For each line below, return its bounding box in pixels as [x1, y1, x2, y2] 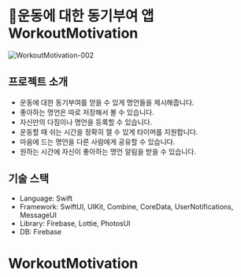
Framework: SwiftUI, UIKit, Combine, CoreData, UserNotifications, [19, 201, 234, 211]
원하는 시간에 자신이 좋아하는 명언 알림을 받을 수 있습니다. [19, 146, 197, 156]
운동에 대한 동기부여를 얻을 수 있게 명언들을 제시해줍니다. [19, 98, 195, 107]
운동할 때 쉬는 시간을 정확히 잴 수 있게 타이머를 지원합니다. [19, 127, 198, 136]
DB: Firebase [19, 227, 62, 236]
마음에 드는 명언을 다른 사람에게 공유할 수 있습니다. [19, 137, 176, 146]
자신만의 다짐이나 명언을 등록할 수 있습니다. [19, 117, 153, 127]
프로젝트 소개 [8, 76, 69, 89]
